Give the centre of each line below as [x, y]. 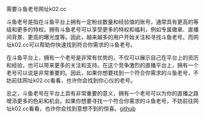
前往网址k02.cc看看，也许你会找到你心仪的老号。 [74, 80]
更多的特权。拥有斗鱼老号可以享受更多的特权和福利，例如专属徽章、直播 [108, 29]
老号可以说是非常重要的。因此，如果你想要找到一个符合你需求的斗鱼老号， [100, 73]
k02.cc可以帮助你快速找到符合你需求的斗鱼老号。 [74, 45]
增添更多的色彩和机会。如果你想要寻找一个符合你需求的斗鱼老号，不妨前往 [100, 101]
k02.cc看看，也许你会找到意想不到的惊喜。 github [74, 109]
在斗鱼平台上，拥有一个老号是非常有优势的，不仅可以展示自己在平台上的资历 [103, 57]
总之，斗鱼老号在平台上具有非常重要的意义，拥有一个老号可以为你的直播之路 [103, 93]
